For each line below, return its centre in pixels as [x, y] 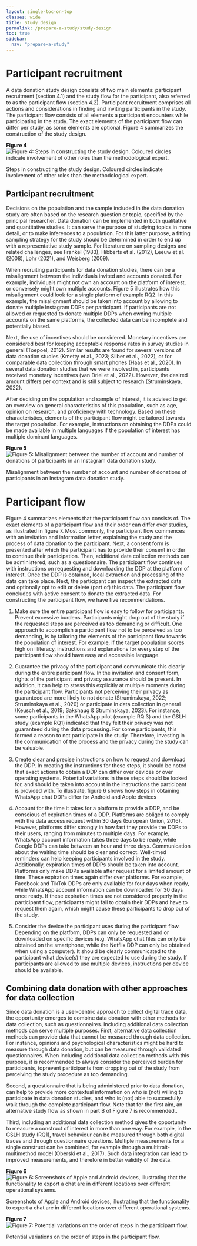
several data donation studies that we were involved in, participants [88, 368]
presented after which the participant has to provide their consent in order [96, 549]
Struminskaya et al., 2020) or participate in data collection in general [98, 704]
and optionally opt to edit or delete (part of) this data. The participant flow [96, 587]
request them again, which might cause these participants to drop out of [102, 908]
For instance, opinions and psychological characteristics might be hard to [95, 1043]
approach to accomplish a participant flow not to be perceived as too [98, 630]
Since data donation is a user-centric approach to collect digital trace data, [97, 1012]
